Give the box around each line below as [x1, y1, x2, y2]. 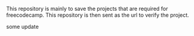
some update [6, 23, 39, 30]
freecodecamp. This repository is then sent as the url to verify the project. [6, 11, 189, 19]
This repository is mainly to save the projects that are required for [6, 5, 168, 12]
